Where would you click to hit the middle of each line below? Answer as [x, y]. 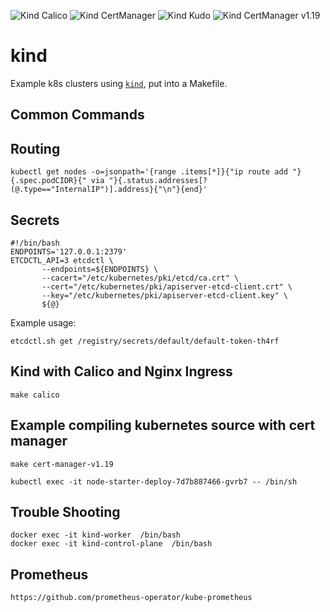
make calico [35, 395]
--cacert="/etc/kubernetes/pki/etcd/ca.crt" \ [140, 278]
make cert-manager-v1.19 [62, 464]
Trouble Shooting [65, 511]
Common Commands [77, 115]
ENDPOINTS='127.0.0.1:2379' [69, 251]
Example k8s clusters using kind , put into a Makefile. [119, 83]
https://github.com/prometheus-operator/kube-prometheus [131, 598]
